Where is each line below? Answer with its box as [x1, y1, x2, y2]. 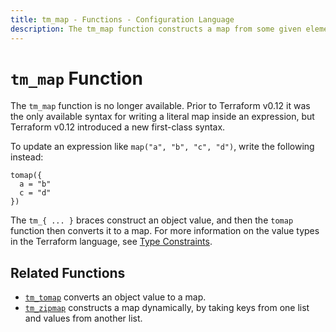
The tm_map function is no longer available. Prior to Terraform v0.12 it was [10, 100, 311, 112]
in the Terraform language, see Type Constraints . [10, 236, 213, 248]
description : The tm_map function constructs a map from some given [10, 24, 302, 34]
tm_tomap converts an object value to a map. [24, 291, 207, 303]
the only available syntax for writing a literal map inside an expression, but [10, 111, 315, 123]
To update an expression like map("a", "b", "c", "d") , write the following [10, 141, 315, 153]
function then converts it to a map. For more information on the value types [10, 225, 320, 237]
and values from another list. [24, 312, 143, 325]
